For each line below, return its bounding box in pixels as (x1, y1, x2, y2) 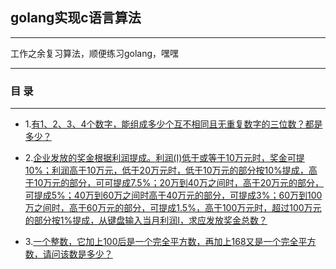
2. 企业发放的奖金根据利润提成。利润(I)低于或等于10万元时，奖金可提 (24, 152, 305, 164)
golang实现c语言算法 (10, 9, 142, 27)
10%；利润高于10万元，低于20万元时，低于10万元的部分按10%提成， (24, 164, 309, 177)
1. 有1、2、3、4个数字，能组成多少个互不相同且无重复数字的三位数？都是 (24, 118, 323, 130)
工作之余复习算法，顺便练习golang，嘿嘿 (10, 47, 180, 59)
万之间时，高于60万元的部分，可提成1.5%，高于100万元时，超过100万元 (24, 202, 322, 214)
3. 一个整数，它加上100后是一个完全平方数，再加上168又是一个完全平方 (24, 236, 317, 248)
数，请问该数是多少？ (24, 248, 113, 260)
